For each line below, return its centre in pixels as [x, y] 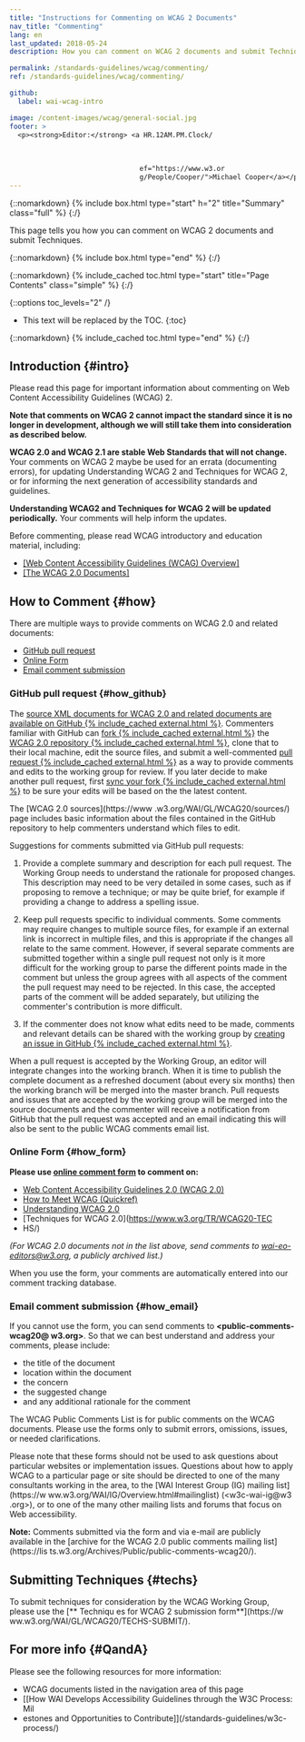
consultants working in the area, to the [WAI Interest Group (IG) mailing [142, 1485]
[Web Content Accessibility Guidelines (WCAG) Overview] [131, 563]
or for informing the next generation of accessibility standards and [133, 481]
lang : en [26, 35]
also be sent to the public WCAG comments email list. [110, 1128]
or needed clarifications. [55, 1439]
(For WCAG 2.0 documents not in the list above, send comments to [134, 1245]
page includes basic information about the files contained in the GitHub [143, 818]
